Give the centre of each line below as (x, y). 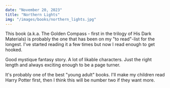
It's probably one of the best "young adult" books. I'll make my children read (85, 75)
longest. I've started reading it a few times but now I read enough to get (80, 45)
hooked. (14, 50)
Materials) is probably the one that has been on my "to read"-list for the (80, 39)
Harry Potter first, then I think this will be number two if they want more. (80, 80)
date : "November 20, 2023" (34, 10)
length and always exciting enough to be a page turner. (63, 65)
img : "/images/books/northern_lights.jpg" (51, 19)
